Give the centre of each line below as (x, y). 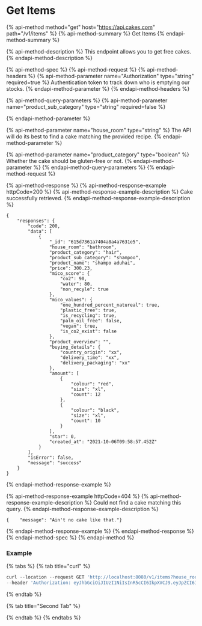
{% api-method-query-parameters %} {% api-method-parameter (87, 100)
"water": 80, (76, 284)
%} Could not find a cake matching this (133, 502)
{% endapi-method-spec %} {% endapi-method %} (70, 537)
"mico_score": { (69, 273)
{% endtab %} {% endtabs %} (44, 618)
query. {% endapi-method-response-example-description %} (83, 509)
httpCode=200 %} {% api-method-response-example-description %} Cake (100, 192)
